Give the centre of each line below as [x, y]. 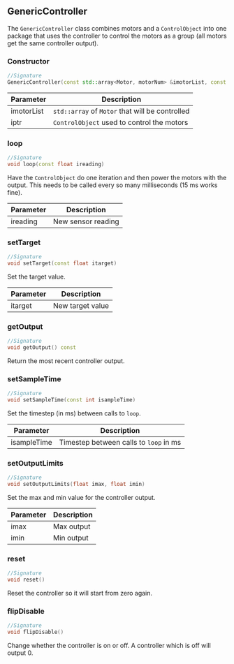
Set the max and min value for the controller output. [81, 498]
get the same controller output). [53, 43]
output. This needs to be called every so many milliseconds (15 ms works [112, 185]
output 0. [20, 653]
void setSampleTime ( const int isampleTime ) [72, 400]
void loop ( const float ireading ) [56, 164]
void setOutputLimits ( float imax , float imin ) [76, 485]
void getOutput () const [42, 348]
